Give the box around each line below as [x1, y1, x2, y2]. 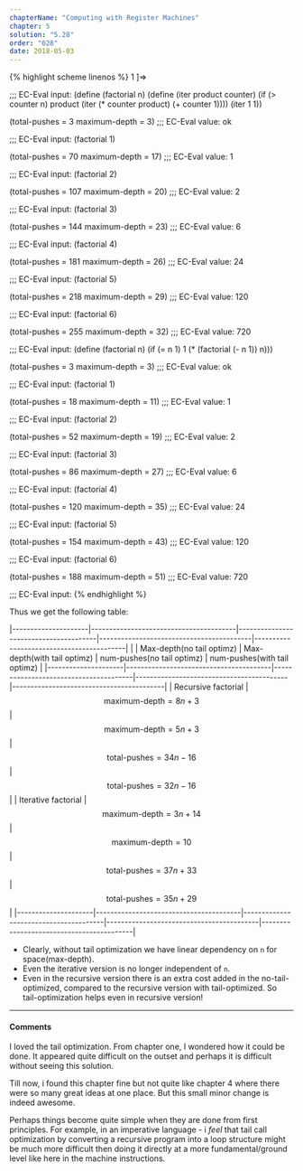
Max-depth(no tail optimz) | [139, 643, 242, 654]
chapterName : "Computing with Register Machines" [9, 13, 200, 23]
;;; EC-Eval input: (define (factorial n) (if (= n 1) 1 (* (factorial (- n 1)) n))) [9, 344, 273, 355]
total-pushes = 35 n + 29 [106, 894, 197, 904]
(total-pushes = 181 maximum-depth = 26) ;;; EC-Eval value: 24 [9, 257, 244, 267]
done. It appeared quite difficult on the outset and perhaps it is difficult [9, 1051, 272, 1062]
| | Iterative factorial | [9, 794, 87, 805]
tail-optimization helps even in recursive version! [22, 992, 204, 1003]
